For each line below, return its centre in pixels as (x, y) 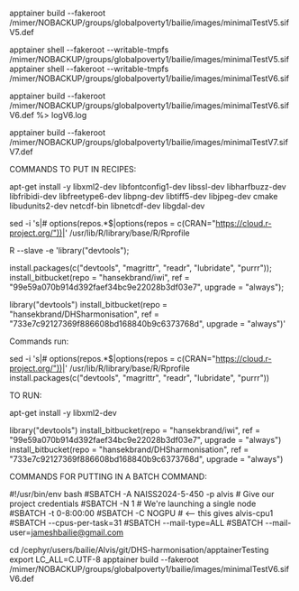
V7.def (21, 152)
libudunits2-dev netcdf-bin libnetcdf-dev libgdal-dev (107, 206)
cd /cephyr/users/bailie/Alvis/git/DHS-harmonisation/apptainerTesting (139, 550)
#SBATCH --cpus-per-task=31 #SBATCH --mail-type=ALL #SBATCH (136, 523)
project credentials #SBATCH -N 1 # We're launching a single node (133, 503)
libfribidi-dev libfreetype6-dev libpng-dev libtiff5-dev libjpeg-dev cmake (144, 196)
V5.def (22, 32)
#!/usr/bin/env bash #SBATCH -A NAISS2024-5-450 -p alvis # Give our (142, 494)
